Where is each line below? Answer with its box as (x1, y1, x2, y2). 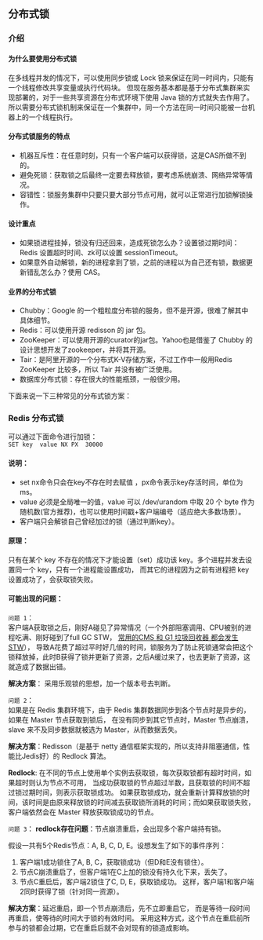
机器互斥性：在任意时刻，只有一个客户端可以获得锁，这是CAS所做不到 (19, 150, 247, 159)
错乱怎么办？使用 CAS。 (26, 267, 105, 276)
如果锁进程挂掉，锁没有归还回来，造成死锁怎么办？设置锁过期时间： (19, 238, 240, 247)
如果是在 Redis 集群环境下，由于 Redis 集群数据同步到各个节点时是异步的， (8, 705, 250, 715)
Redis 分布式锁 (8, 413, 64, 424)
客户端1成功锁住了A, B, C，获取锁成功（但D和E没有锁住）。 (19, 858, 208, 867)
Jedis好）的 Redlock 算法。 (21, 752, 111, 761)
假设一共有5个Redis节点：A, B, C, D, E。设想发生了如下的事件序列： (8, 841, 227, 850)
